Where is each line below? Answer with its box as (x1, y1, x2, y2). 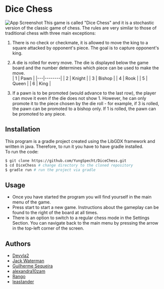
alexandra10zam (12, 268, 46, 274)
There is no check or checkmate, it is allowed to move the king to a (12, 39, 148, 45)
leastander (12, 279, 34, 285)
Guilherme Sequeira (12, 263, 53, 269)
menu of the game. (12, 199, 51, 205)
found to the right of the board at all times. (12, 210, 98, 216)
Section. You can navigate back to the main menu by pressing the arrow (12, 220, 159, 226)
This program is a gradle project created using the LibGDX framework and (5, 138, 155, 144)
